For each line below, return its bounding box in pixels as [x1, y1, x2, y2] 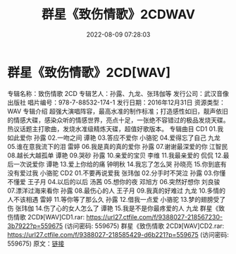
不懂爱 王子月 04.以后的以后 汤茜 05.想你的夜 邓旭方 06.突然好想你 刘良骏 [7, 177, 221, 186]
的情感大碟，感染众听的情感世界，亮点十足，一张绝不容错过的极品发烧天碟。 [7, 116, 230, 124]
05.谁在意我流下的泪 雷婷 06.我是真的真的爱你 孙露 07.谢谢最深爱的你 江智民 [7, 142, 228, 150]
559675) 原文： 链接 [7, 239, 65, 248]
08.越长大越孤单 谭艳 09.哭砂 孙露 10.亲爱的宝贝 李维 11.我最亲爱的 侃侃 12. [7, 151, 223, 159]
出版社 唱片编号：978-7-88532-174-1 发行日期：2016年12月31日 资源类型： [7, 98, 225, 107]
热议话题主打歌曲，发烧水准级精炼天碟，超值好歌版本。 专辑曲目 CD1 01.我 [7, 124, 224, 133]
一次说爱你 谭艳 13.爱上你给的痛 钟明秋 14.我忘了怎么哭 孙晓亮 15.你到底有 [13, 159, 227, 168]
